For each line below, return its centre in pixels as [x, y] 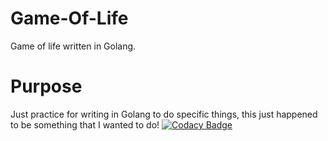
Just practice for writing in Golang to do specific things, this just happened [164, 114]
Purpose [46, 86]
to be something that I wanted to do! [85, 124]
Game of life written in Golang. [73, 46]
